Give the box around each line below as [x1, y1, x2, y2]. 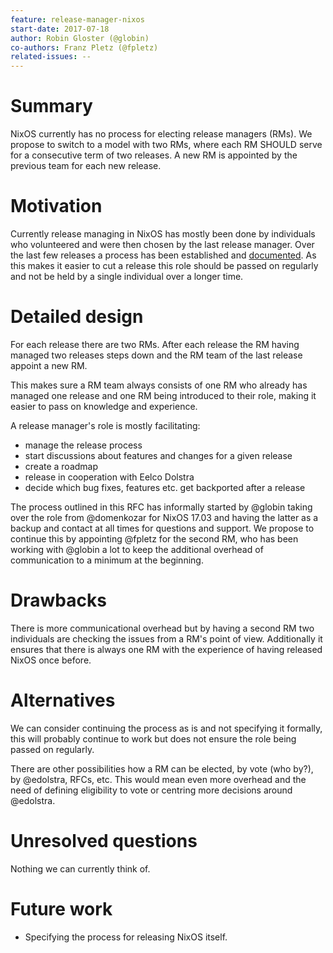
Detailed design [10, 306, 144, 328]
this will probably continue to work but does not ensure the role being [10, 732, 297, 745]
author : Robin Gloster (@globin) [10, 33, 150, 43]
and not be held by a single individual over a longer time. [10, 271, 244, 282]
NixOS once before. [10, 654, 92, 666]
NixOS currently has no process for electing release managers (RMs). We [10, 128, 313, 140]
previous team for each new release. [10, 160, 162, 172]
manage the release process [24, 439, 143, 451]
